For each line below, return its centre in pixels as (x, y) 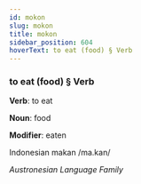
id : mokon (27, 17)
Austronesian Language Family (67, 170)
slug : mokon (31, 26)
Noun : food (30, 118)
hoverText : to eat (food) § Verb (71, 51)
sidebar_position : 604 (51, 42)
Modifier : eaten (38, 135)
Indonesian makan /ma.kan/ (60, 153)
